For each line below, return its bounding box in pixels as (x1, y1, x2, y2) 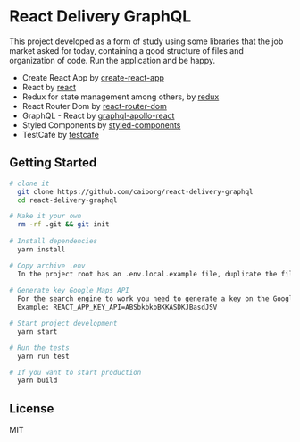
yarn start (17, 327, 58, 336)
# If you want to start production (9, 368, 142, 377)
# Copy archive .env (9, 261, 87, 270)
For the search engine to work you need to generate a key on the (17, 294, 270, 303)
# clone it (9, 179, 50, 188)
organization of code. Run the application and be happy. (9, 55, 216, 65)
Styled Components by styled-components (21, 119, 181, 131)
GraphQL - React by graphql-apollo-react (21, 110, 175, 121)
